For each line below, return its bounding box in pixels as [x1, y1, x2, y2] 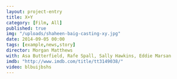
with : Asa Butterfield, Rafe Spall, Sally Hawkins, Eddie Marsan [6, 53, 171, 59]
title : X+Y [6, 14, 33, 20]
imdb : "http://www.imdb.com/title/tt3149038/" [6, 58, 124, 64]
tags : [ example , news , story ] [6, 42, 76, 48]
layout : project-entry [6, 8, 62, 15]
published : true [6, 25, 46, 31]
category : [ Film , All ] [6, 20, 62, 26]
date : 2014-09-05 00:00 [6, 36, 65, 42]
